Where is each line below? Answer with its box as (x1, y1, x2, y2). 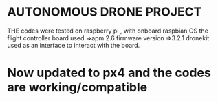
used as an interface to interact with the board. (7, 41, 140, 49)
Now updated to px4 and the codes (7, 66, 211, 81)
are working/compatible (7, 80, 148, 96)
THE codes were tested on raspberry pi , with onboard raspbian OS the (7, 27, 208, 35)
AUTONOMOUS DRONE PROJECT (7, 4, 202, 20)
